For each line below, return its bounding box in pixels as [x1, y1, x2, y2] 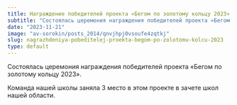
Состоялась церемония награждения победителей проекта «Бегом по [7, 63, 222, 70]
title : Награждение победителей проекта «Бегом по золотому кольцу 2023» [7, 10, 231, 18]
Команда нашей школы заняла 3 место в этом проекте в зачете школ [7, 84, 219, 92]
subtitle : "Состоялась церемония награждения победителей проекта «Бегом [7, 17, 231, 24]
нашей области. [7, 91, 55, 99]
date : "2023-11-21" [7, 23, 65, 30]
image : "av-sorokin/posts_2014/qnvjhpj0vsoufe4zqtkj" [7, 30, 170, 37]
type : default [7, 43, 50, 50]
